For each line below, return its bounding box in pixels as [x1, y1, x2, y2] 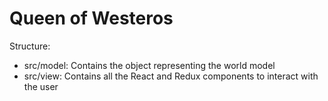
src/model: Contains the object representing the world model [23, 59, 276, 71]
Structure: [9, 40, 51, 52]
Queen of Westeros [9, 7, 174, 30]
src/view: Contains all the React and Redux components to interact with [23, 70, 319, 82]
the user [23, 80, 59, 92]
